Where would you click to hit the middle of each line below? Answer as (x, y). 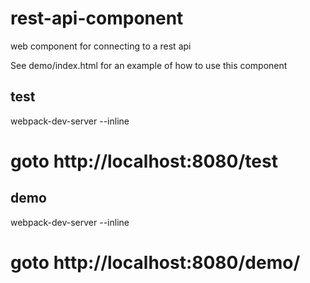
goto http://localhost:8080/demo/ (155, 262)
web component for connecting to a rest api (101, 46)
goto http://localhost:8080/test (144, 161)
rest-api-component (97, 18)
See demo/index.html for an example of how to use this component (149, 65)
